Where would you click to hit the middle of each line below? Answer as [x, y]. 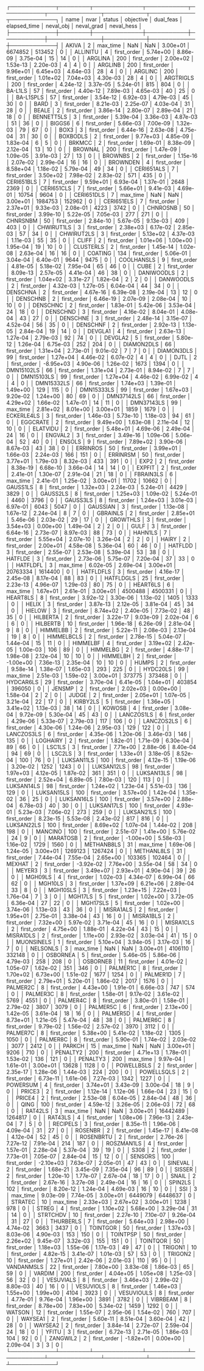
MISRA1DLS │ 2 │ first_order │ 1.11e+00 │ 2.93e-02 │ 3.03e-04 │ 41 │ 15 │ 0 [102, 935]
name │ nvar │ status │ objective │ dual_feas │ [124, 19]
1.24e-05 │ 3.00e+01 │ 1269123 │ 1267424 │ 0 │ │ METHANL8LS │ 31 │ [97, 851]
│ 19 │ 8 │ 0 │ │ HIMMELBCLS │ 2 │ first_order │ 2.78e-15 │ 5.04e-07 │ [97, 637]
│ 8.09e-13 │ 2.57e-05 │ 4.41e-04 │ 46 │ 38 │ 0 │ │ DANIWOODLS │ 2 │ [98, 273]
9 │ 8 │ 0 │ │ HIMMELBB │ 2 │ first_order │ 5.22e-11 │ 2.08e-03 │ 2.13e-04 [101, 630]
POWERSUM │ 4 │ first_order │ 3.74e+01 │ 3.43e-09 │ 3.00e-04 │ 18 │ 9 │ [101, 1085]
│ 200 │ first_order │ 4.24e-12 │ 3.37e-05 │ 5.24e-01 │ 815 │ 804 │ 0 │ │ [98, 84]
